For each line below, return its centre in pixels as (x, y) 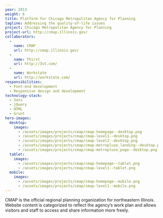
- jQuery (18, 105)
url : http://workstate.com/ (42, 77)
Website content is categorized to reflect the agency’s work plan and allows (81, 205)
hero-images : (18, 118)
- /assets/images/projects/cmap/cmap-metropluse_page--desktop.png (88, 150)
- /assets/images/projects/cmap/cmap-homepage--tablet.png (79, 163)
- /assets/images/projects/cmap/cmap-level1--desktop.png (78, 136)
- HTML (16, 109)
